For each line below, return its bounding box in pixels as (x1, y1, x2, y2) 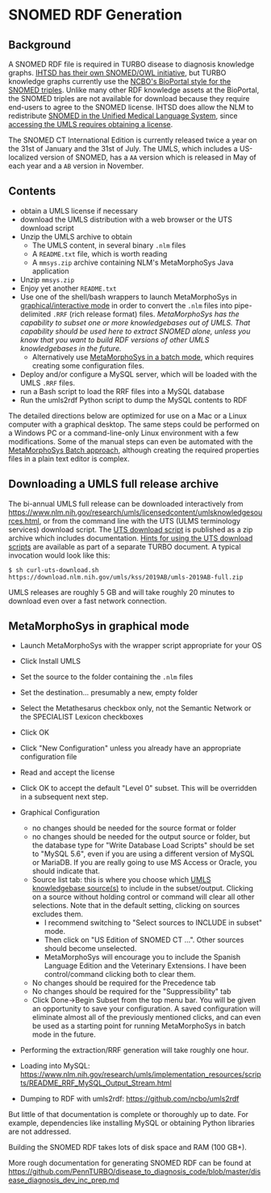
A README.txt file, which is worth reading (31, 248, 168, 258)
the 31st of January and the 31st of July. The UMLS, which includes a (8, 144, 238, 153)
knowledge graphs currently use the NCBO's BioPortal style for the (8, 77, 231, 86)
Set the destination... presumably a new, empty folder (19, 688, 198, 698)
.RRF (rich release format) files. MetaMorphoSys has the (52, 309, 240, 319)
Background (8, 38, 71, 52)
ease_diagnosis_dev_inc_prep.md (8, 1175, 119, 1185)
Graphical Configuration (19, 808, 101, 817)
